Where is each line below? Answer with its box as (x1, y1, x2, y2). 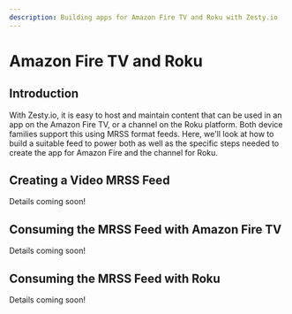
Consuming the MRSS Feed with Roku (9, 271, 221, 286)
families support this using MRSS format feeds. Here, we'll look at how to (9, 128, 274, 139)
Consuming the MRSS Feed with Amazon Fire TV (9, 222, 282, 237)
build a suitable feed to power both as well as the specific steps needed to (9, 138, 280, 149)
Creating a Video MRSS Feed (9, 173, 170, 188)
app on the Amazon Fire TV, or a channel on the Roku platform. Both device (9, 119, 283, 129)
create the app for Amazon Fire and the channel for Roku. (9, 147, 219, 157)
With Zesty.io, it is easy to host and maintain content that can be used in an (9, 110, 282, 120)
